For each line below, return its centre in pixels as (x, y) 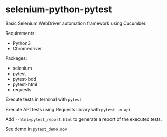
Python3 (21, 43)
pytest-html (25, 84)
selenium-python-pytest (59, 9)
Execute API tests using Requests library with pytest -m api (68, 109)
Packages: (16, 58)
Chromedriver (27, 48)
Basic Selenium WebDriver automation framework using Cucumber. (76, 23)
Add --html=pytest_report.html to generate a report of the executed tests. (84, 119)
